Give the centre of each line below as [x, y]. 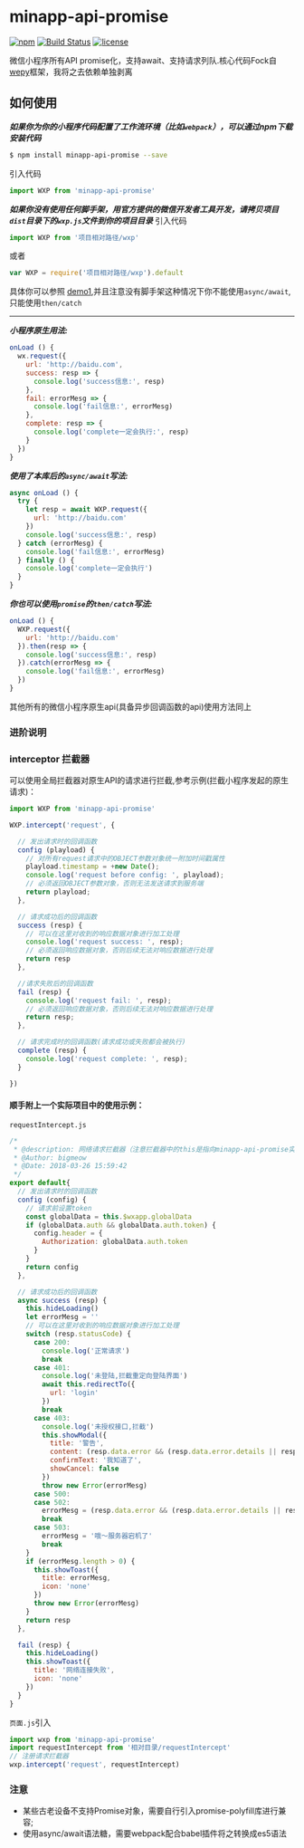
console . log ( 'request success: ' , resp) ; [104, 942]
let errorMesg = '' [62, 1317]
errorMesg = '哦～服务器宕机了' [97, 1537]
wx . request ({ [42, 356]
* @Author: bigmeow [50, 1158]
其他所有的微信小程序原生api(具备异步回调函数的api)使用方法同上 [130, 706]
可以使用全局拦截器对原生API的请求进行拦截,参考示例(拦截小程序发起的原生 [149, 780]
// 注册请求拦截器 [39, 1757]
